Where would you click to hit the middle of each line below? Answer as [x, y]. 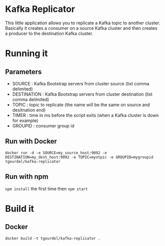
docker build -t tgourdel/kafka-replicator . [53, 238]
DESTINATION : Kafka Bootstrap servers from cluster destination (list [82, 94]
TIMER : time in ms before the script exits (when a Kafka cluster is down [85, 115]
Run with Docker [31, 142]
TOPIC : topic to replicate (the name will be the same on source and [81, 105]
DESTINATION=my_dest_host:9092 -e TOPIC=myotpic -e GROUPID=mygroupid [79, 157]
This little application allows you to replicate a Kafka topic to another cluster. [83, 23]
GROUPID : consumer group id [43, 125]
